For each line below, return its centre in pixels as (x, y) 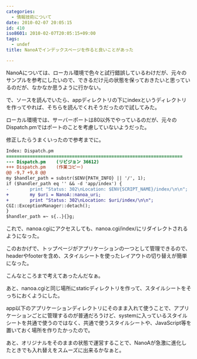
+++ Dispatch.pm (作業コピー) (45, 167)
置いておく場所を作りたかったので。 (50, 330)
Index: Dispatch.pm (30, 151)
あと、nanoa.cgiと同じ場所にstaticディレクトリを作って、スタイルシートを (96, 288)
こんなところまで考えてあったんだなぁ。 (55, 276)
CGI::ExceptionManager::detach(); (49, 206)
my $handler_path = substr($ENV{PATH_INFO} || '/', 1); (76, 178)
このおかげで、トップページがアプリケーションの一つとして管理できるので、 (98, 249)
